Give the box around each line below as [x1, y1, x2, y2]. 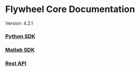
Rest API [5, 59, 27, 66]
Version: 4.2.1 [5, 20, 33, 26]
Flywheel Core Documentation [5, 4, 135, 15]
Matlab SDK [5, 46, 35, 53]
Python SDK [5, 33, 36, 40]
